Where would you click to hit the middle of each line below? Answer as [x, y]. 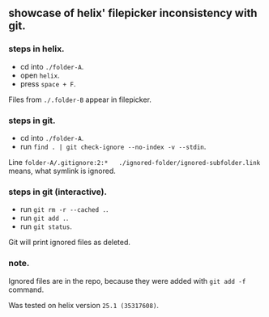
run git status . [46, 226]
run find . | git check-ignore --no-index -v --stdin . [113, 146]
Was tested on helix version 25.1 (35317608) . [84, 305]
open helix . [40, 75]
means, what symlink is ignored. [62, 171]
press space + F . [48, 83]
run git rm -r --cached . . [64, 209]
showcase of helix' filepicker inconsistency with [133, 13]
